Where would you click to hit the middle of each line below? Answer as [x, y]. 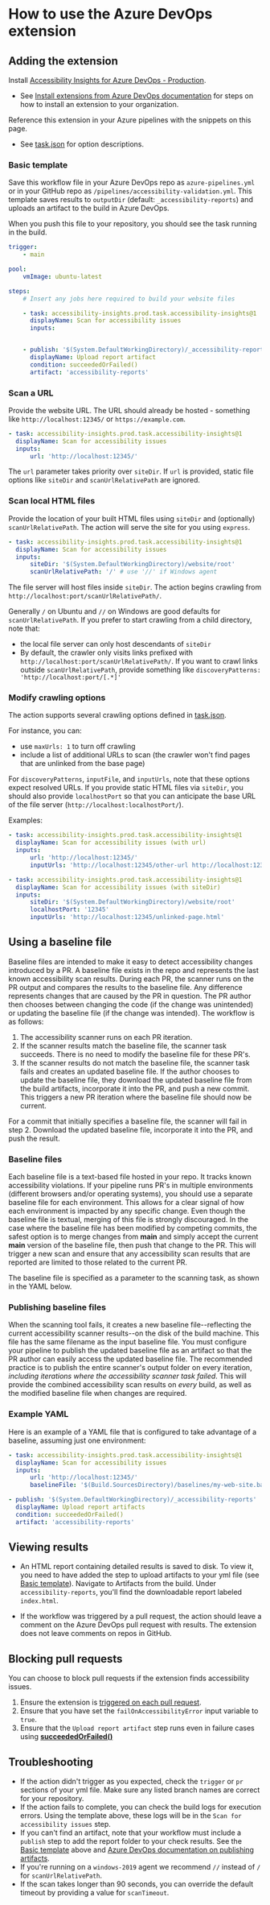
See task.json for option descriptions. [82, 144]
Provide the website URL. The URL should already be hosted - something [129, 410]
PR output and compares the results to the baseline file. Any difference [125, 987]
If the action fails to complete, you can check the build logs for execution [141, 1807]
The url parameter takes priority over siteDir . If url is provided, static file [131, 471]
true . [29, 1720]
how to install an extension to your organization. [99, 104]
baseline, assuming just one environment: [77, 1440]
